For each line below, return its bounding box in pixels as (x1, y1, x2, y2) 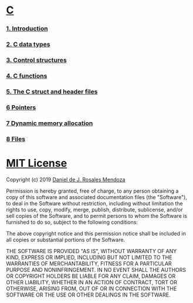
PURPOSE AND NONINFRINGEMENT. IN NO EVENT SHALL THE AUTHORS (6, 266, 187, 273)
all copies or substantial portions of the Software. (6, 236, 125, 243)
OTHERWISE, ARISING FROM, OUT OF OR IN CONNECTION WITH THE (6, 285, 177, 292)
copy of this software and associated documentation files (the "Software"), (6, 193, 188, 200)
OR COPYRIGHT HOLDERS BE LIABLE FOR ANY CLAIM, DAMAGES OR (6, 272, 176, 280)
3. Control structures (6, 56, 67, 64)
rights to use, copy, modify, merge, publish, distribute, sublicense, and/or (6, 206, 183, 213)
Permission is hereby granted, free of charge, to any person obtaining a (6, 187, 179, 194)
